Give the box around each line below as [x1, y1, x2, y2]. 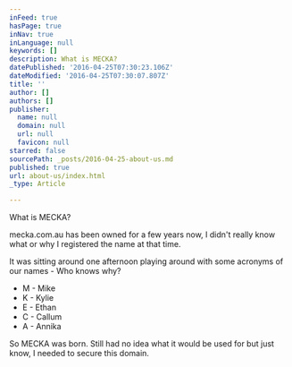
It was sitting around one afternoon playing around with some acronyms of [9, 256, 284, 267]
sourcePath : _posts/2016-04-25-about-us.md [9, 154, 174, 164]
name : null [17, 113, 58, 122]
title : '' [9, 80, 46, 89]
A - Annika [21, 321, 62, 332]
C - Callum [21, 312, 63, 322]
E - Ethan [21, 302, 56, 313]
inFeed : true [9, 13, 58, 22]
